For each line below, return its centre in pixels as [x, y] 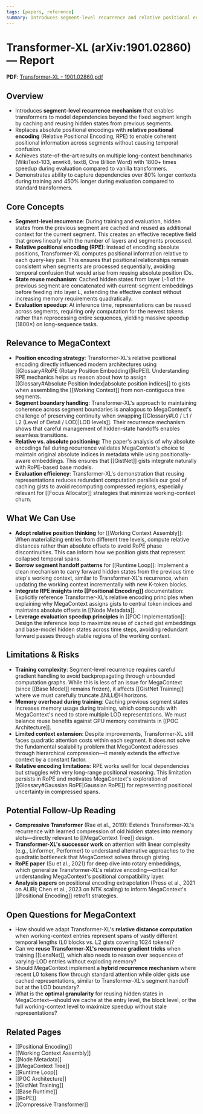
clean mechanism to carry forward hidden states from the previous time [105, 571]
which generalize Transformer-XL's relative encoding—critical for [96, 870]
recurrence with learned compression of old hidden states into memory [104, 831]
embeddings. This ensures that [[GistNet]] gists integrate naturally [114, 460]
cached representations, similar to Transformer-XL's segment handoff [102, 981]
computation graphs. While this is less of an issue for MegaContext [98, 682]
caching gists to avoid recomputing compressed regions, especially [99, 486]
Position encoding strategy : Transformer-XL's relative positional [95, 358]
